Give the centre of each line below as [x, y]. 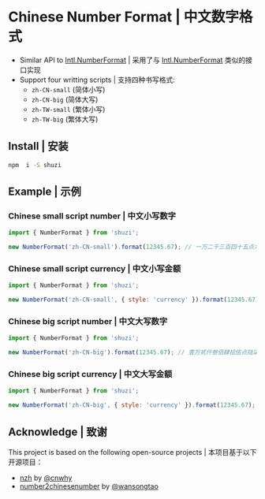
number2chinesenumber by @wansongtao [89, 486]
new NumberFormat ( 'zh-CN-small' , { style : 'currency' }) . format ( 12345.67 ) [134, 300]
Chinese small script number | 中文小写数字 [92, 216]
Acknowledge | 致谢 [58, 432]
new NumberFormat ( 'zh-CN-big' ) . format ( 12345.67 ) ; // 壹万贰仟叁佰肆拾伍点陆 [131, 352]
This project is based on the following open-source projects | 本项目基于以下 [132, 452]
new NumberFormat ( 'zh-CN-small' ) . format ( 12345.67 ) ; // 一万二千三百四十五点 [131, 247]
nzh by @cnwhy [46, 478]
